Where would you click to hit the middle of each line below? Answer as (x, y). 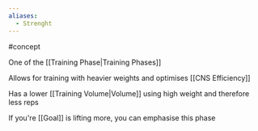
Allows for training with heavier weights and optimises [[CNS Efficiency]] (129, 78)
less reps (23, 102)
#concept (24, 46)
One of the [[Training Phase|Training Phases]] (85, 62)
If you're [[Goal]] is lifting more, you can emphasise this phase (112, 117)
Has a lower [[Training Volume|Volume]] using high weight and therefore (129, 93)
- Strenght (34, 23)
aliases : (23, 16)
